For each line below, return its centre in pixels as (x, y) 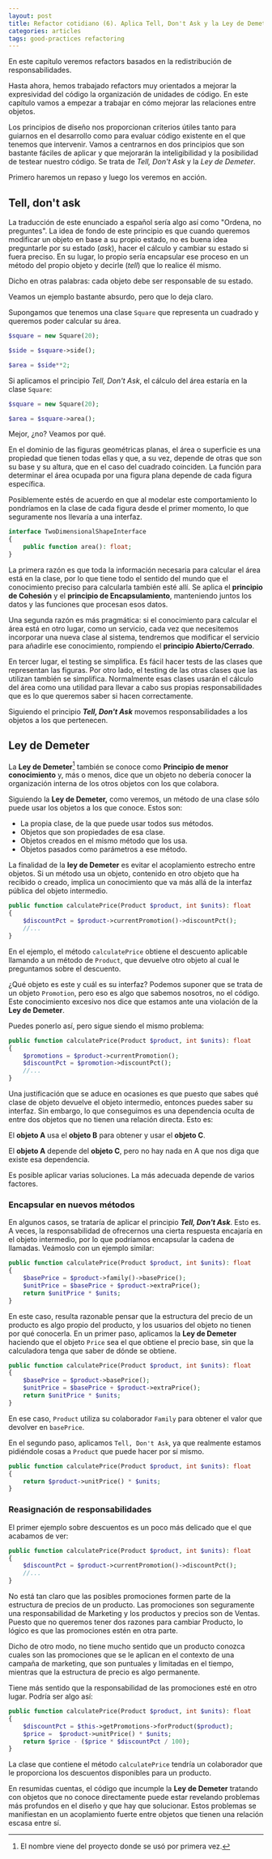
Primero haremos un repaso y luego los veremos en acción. (108, 177)
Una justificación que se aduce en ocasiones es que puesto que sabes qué (134, 1094)
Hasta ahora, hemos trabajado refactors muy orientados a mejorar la (123, 86)
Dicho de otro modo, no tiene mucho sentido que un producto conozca (127, 1646)
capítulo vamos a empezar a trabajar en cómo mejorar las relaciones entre (132, 103)
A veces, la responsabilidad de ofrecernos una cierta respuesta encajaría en (136, 1231)
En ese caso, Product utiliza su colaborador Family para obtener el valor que (136, 1419)
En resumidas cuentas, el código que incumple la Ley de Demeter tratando (133, 1789)
